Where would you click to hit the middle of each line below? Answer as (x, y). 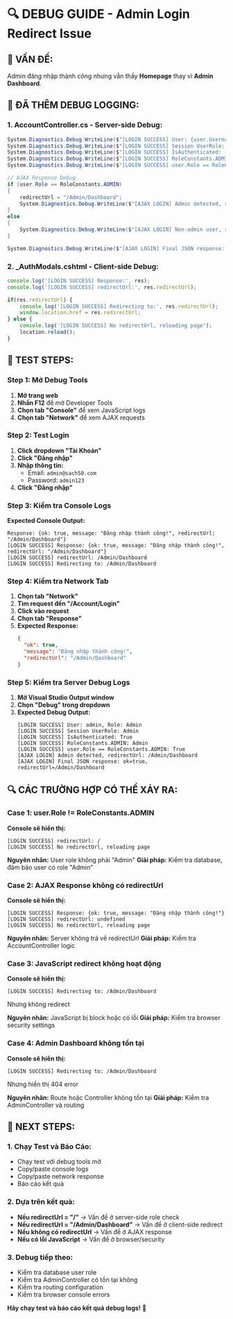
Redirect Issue (50, 34)
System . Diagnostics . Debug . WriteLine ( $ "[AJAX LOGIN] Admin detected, (121, 204)
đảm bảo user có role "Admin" (50, 867)
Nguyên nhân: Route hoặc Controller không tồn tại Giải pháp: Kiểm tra (108, 1097)
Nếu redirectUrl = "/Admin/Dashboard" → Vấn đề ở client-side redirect (120, 1224)
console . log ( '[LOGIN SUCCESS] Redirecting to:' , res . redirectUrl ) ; (119, 306)
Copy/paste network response (60, 1176)
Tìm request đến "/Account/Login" (68, 604)
